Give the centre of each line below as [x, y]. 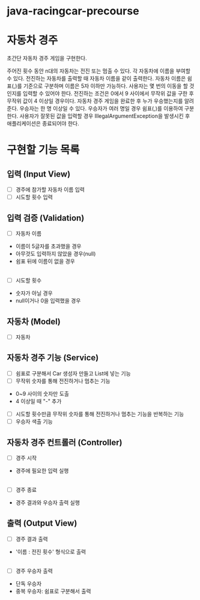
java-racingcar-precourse [73, 11]
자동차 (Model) [34, 322]
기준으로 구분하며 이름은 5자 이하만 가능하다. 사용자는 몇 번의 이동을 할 [106, 86]
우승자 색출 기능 [34, 422]
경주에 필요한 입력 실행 [42, 471]
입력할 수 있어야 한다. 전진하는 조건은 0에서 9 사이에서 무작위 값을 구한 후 [108, 94]
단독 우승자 [29, 583]
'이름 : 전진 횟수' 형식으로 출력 [51, 551]
